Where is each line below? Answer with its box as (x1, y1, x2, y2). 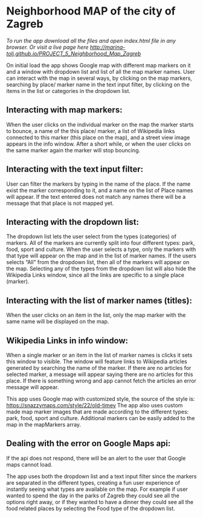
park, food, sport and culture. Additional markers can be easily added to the (6, 415, 195, 421)
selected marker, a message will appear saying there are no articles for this (6, 371, 193, 378)
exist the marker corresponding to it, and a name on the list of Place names (6, 186, 193, 194)
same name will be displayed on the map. (6, 318, 109, 325)
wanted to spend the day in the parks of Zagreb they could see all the (6, 491, 179, 499)
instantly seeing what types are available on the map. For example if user (6, 485, 188, 493)
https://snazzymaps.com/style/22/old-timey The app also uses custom (6, 402, 183, 409)
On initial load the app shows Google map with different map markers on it (6, 62, 191, 69)
